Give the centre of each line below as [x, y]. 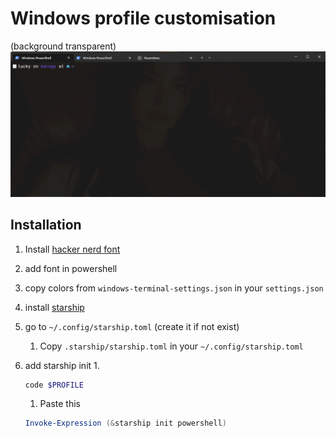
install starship [54, 307]
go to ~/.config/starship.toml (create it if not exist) [132, 326]
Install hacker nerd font [72, 249]
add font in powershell [71, 268]
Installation [46, 225]
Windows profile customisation [143, 18]
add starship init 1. [62, 365]
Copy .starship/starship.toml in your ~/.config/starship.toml [171, 346]
